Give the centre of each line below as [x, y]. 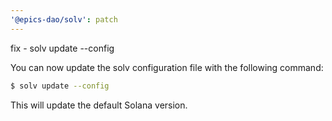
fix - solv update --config [62, 48]
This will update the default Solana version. [99, 105]
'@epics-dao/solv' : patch [64, 19]
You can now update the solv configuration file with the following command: [167, 67]
